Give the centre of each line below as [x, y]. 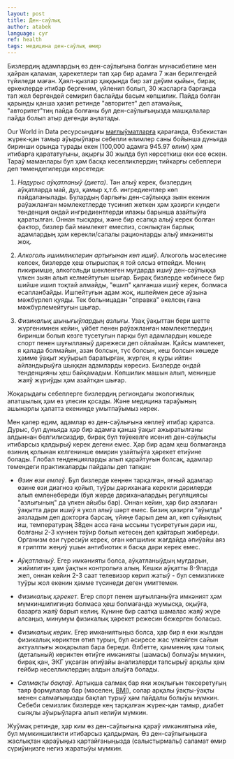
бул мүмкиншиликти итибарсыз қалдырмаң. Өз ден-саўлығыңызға [107, 733]
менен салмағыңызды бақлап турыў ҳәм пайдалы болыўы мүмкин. [118, 697]
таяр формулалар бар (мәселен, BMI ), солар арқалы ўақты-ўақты [116, 690]
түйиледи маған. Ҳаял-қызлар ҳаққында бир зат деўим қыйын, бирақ [111, 81]
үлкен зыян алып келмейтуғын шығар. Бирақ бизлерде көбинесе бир [121, 277]
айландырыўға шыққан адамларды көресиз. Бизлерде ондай [109, 365]
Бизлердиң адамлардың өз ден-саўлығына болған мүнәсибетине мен [112, 66]
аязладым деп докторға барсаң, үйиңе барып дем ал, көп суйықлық [119, 517]
